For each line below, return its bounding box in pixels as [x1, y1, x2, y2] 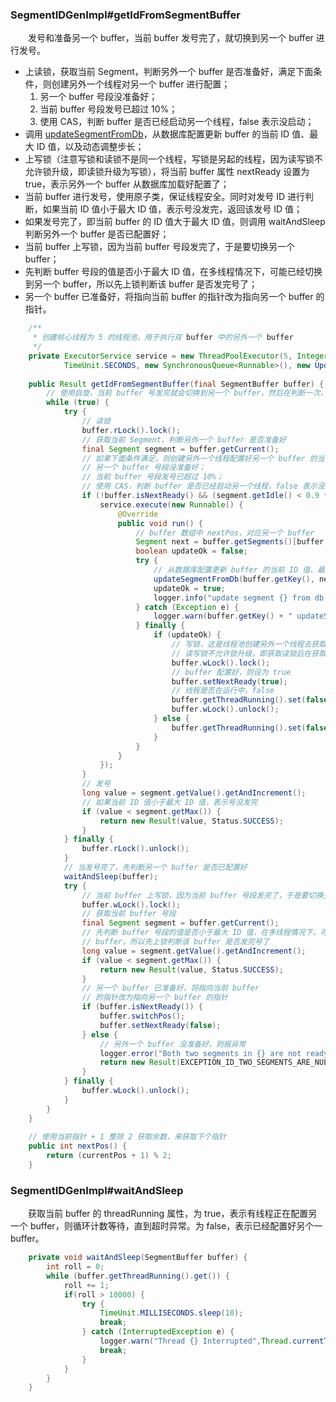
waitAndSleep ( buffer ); [63, 871, 159, 882]
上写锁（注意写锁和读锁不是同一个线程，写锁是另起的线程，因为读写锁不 [24, 153, 323, 165]
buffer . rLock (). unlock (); [81, 844, 190, 854]
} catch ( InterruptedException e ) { [81, 1327, 235, 1337]
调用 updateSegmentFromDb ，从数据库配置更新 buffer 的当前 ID [24, 128, 290, 140]
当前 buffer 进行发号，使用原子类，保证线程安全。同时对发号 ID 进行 [24, 191, 306, 203]
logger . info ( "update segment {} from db [153, 593, 325, 603]
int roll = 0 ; [46, 1262, 105, 1272]
